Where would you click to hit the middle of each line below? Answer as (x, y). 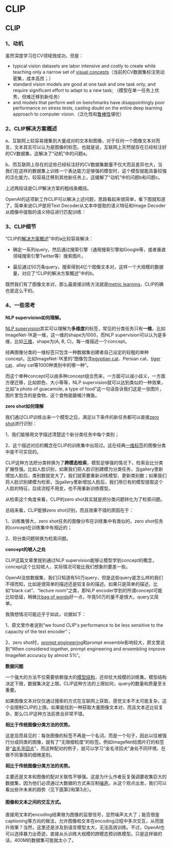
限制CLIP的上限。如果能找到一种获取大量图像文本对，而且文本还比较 (86, 707)
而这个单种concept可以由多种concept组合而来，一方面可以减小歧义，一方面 (85, 376)
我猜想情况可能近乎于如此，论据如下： (46, 614)
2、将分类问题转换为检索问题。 (38, 538)
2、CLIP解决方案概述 (31, 128)
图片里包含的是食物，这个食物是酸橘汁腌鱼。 (52, 395)
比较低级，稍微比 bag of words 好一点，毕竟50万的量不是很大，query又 (80, 597)
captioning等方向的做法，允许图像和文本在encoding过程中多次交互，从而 (82, 821)
